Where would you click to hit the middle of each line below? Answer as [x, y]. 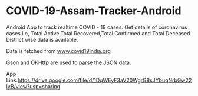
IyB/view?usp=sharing [33, 86]
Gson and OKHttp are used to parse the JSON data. [69, 62]
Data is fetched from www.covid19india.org [58, 51]
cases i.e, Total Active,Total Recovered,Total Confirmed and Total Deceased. [99, 33]
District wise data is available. [42, 39]
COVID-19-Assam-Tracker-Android [94, 11]
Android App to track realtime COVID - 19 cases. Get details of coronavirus [97, 27]
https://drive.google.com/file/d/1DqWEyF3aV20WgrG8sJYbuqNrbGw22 [105, 80]
